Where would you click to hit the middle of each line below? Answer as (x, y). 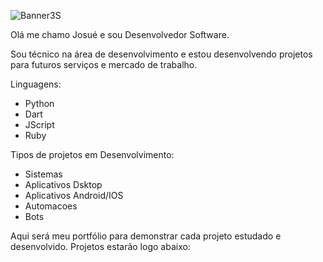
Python (39, 103)
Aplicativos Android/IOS (74, 195)
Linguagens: (36, 84)
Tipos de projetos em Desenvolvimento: (92, 154)
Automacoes (51, 206)
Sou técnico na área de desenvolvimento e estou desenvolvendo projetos (161, 54)
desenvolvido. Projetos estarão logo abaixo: (100, 246)
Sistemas (43, 174)
